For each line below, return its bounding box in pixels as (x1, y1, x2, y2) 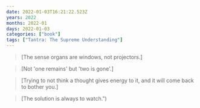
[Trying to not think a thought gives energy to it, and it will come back (21, 77, 195, 84)
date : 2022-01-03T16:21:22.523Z (6, 8, 88, 15)
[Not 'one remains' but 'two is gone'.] (21, 65, 114, 72)
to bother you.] (21, 83, 59, 91)
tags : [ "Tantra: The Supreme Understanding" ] (6, 37, 123, 43)
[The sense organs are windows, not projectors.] (21, 54, 143, 60)
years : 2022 (6, 14, 36, 21)
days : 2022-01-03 (6, 25, 50, 32)
